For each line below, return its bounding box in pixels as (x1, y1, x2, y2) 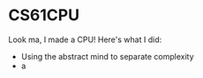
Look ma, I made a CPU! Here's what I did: (8, 34, 162, 45)
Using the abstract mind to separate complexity (20, 51, 195, 61)
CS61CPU (8, 5, 80, 25)
